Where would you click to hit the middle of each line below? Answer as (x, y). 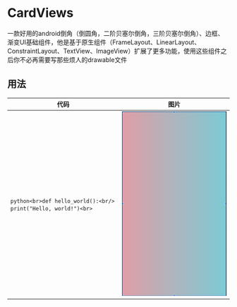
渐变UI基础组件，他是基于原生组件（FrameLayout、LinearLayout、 (104, 42)
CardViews (41, 13)
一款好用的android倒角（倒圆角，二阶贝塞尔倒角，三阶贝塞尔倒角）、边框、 (116, 33)
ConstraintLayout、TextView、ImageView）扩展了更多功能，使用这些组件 (114, 51)
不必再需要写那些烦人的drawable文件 (73, 59)
